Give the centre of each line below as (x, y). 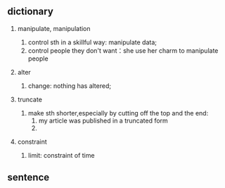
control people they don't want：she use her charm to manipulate (123, 50)
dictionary (31, 12)
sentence (28, 178)
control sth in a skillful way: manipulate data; (92, 42)
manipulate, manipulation (54, 28)
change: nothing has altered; (69, 86)
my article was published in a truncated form (103, 120)
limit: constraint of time (61, 155)
